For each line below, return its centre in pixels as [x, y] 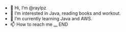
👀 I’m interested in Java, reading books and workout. [65, 13]
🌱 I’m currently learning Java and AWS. [51, 19]
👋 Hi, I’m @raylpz [28, 8]
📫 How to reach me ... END [39, 24]
